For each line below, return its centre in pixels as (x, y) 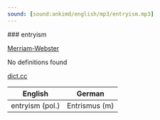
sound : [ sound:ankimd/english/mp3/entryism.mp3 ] (81, 14)
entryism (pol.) (36, 106)
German (90, 94)
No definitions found (37, 62)
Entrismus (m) (90, 106)
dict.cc (17, 76)
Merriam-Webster (33, 48)
